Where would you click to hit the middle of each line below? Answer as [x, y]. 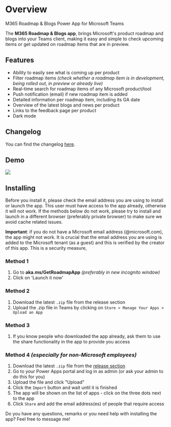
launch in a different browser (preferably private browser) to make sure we [84, 217]
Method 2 [17, 291]
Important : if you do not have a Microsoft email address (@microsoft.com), [84, 232]
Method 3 [17, 325]
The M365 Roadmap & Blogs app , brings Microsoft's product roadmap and [84, 33]
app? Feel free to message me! [38, 419]
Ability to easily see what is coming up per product [66, 72]
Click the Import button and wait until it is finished [65, 388]
